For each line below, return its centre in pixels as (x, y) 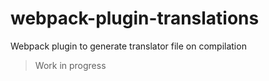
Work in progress (70, 65)
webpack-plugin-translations (135, 18)
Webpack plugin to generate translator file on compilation (128, 46)
